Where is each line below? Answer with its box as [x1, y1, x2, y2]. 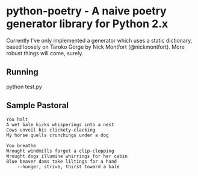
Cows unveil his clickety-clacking [6, 127, 96, 133]
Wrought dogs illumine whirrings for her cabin [6, 153, 128, 159]
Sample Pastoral [6, 100, 69, 111]
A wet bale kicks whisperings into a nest [6, 121, 114, 127]
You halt [6, 116, 28, 123]
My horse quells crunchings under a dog [6, 132, 110, 138]
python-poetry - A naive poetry [6, 4, 167, 18]
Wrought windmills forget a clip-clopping [6, 148, 114, 154]
